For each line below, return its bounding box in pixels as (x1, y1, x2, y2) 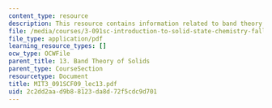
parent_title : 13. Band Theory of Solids (8, 58, 151, 66)
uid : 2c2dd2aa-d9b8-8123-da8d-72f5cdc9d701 (8, 87, 158, 96)
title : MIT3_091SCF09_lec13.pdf (8, 80, 117, 88)
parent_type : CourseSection (8, 65, 104, 73)
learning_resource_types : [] (8, 42, 107, 50)
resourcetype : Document (8, 72, 89, 80)
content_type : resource (8, 11, 89, 20)
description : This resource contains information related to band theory (8, 19, 263, 28)
